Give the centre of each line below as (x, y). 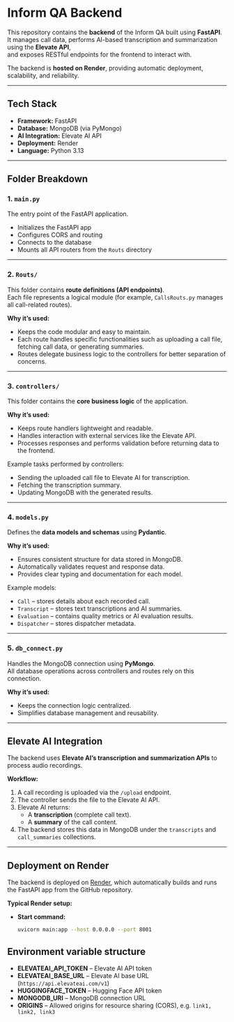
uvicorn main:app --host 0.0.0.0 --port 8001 (84, 930)
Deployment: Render (48, 143)
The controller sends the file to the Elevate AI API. (88, 800)
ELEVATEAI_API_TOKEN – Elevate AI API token (85, 968)
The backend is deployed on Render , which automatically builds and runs (112, 882)
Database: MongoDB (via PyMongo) (70, 128)
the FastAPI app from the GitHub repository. (70, 890)
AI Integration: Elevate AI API (60, 136)
